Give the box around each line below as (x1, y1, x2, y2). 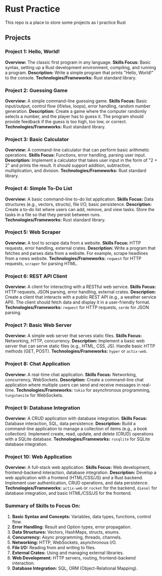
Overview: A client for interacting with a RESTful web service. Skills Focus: (5, 284, 156, 290)
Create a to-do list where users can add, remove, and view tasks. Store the (5, 206, 155, 212)
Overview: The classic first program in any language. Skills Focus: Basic (5, 59, 151, 65)
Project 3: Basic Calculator (5, 136, 69, 143)
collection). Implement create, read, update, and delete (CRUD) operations (5, 431, 154, 436)
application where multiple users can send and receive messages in (5, 382, 141, 388)
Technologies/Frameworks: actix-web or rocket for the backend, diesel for (5, 485, 158, 491)
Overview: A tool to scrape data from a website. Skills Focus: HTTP (5, 240, 142, 246)
